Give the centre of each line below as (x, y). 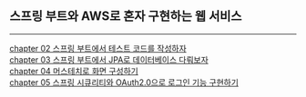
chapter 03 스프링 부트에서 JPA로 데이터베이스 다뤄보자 (109, 59)
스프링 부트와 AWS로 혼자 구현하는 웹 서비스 (126, 16)
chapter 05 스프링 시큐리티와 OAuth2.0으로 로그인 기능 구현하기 (124, 82)
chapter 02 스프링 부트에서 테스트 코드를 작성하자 (98, 48)
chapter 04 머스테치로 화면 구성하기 (74, 71)
